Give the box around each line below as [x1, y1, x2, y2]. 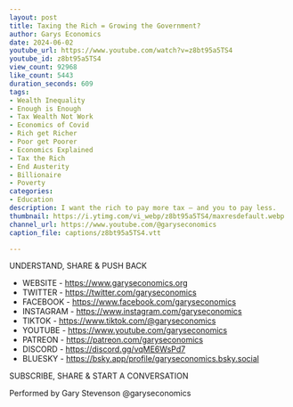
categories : [9, 187, 53, 196]
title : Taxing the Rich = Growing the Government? [9, 21, 201, 30]
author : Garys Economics [9, 29, 102, 38]
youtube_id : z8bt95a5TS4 [9, 54, 102, 63]
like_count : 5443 [9, 71, 74, 80]
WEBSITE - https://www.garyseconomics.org [21, 278, 189, 289]
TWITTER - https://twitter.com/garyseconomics [21, 287, 198, 298]
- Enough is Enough [9, 104, 82, 113]
